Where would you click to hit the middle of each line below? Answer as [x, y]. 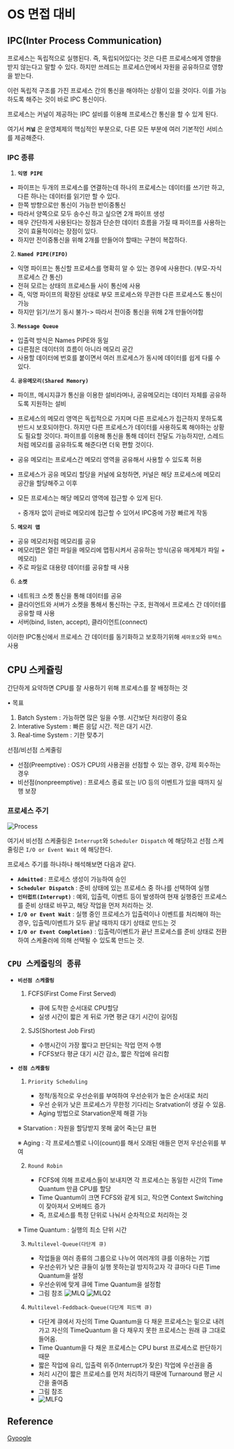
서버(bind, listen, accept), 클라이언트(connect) [82, 622]
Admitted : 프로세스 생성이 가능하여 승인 [72, 879]
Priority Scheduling [58, 1082]
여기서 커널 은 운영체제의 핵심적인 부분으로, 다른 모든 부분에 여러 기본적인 [106, 129]
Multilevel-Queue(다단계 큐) [67, 1244]
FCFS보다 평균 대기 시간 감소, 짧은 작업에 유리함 [104, 1054]
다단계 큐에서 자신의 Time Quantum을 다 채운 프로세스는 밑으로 [125, 1322]
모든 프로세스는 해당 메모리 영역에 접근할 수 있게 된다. [90, 498]
